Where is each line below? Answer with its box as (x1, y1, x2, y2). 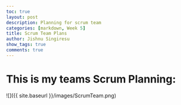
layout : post (6, 14, 38, 20)
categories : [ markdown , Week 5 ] (6, 25, 85, 31)
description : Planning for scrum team (6, 19, 101, 25)
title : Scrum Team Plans (6, 31, 67, 37)
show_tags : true (6, 42, 46, 48)
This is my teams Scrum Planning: (6, 72, 176, 86)
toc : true (6, 8, 31, 15)
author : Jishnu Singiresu (6, 36, 70, 42)
